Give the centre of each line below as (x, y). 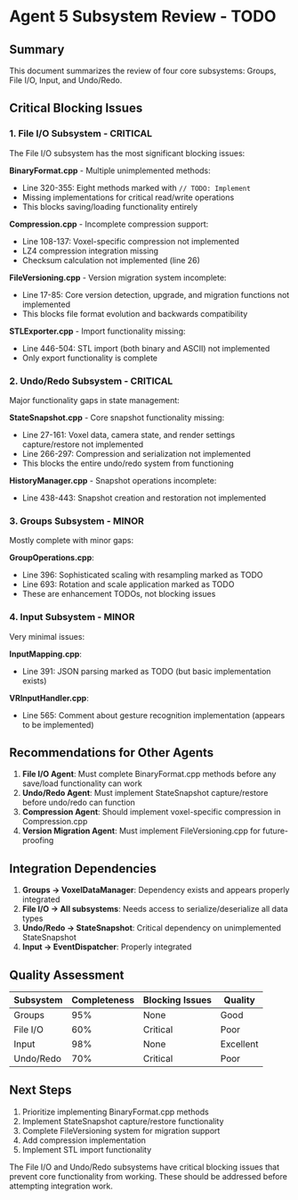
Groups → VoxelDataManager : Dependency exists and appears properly (156, 890)
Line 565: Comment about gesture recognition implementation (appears (153, 715)
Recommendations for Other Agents (112, 753)
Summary (37, 50)
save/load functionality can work (82, 783)
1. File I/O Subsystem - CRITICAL (81, 134)
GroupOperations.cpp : (52, 558)
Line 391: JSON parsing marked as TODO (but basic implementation (146, 671)
